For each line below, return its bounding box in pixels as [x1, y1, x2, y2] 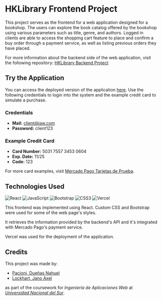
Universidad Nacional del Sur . [5, 290, 65, 296]
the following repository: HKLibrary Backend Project [5, 60, 109, 66]
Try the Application [5, 74, 64, 82]
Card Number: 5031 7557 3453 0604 [12, 149, 87, 154]
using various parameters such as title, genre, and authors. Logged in [5, 30, 144, 35]
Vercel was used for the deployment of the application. [5, 234, 115, 240]
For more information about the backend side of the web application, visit [5, 54, 151, 60]
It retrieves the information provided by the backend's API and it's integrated [5, 219, 158, 225]
